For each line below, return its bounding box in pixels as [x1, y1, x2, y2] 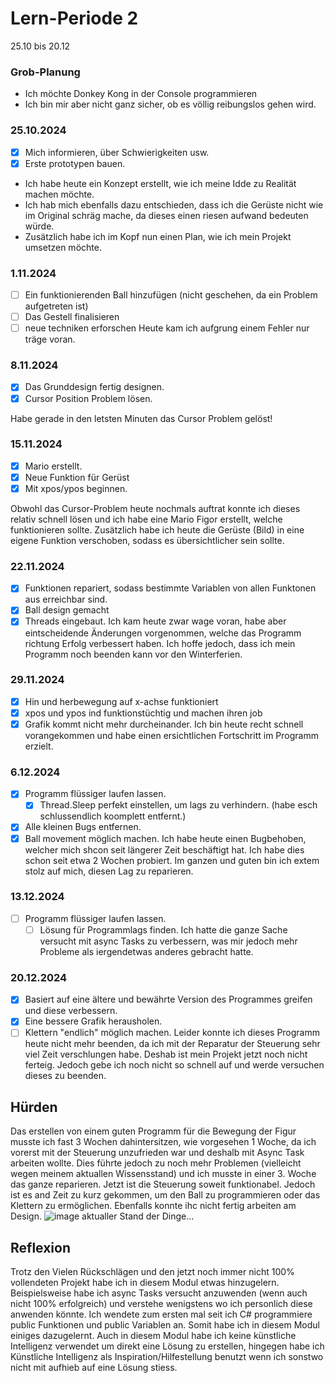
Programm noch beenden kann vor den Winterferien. [24, 648, 243, 660]
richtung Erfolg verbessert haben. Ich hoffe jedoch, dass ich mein [24, 637, 296, 649]
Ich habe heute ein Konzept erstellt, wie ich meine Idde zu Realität [24, 177, 297, 189]
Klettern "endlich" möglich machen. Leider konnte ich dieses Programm [24, 1027, 320, 1039]
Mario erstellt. [24, 460, 83, 472]
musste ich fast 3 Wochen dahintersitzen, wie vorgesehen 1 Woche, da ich [10, 1136, 317, 1148]
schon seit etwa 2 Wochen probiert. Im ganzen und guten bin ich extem [24, 854, 320, 866]
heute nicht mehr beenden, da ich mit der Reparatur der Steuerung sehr [24, 1038, 321, 1050]
